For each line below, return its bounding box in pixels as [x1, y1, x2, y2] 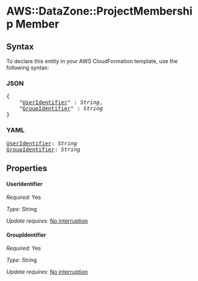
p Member [6, 17, 60, 31]
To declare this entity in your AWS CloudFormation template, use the [6, 58, 178, 64]
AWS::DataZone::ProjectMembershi [6, 4, 193, 18]
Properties [6, 163, 48, 173]
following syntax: [6, 64, 49, 71]
